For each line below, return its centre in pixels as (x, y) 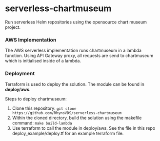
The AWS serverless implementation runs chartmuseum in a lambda (73, 50)
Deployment (20, 74)
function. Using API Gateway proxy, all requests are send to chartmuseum (79, 56)
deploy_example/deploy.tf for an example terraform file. (68, 133)
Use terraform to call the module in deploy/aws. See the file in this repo (84, 128)
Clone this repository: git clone (44, 108)
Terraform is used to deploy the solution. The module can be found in (75, 84)
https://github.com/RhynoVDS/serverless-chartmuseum (67, 113)
